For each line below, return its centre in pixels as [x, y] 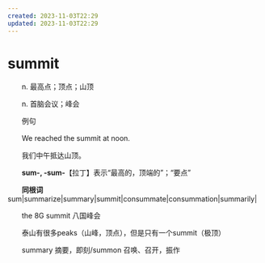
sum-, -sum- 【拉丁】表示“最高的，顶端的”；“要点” [107, 173]
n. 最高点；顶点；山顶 [58, 87]
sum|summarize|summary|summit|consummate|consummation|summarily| [132, 199]
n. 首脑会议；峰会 [50, 104]
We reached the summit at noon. [76, 138]
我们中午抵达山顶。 [53, 155]
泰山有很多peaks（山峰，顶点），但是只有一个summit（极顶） [123, 233]
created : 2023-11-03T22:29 [53, 16]
